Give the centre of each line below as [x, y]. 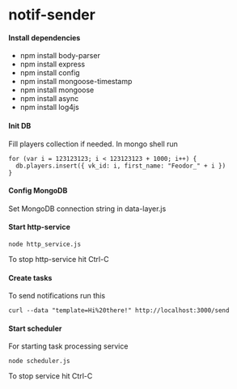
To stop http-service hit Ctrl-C [59, 259]
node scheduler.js [39, 362]
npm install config [50, 73]
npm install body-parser [60, 56]
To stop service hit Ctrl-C [51, 376]
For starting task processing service [68, 346]
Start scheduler [35, 328]
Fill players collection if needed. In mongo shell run [93, 144]
